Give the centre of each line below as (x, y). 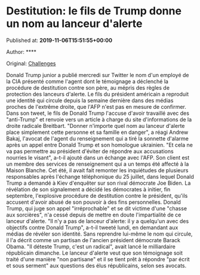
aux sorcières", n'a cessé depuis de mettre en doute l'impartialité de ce (94, 215)
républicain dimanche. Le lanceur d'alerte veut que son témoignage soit (95, 253)
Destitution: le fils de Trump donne (94, 11)
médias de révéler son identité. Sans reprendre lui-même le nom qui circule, (99, 234)
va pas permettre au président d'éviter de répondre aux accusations (90, 151)
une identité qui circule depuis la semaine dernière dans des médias (90, 100)
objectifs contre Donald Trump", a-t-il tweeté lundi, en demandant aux (92, 227)
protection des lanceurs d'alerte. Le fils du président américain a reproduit (98, 94)
